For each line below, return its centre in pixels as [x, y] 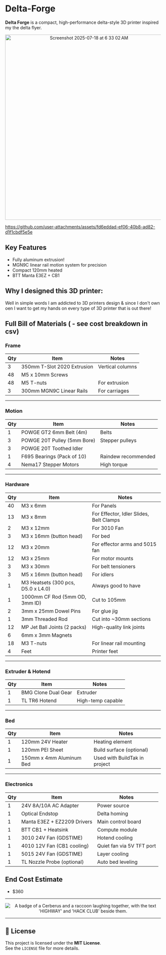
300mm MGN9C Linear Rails [55, 391]
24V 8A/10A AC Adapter [50, 805]
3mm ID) [32, 603]
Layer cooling [113, 854]
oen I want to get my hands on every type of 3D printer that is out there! [78, 308]
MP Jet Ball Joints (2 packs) [54, 627]
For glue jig [105, 611]
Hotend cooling [115, 838]
